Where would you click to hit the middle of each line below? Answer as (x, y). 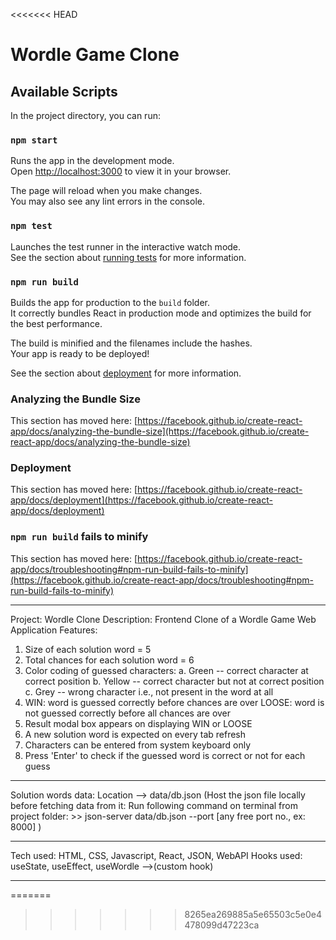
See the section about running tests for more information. (128, 257)
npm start (34, 140)
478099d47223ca (222, 925)
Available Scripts (64, 91)
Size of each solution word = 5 (88, 649)
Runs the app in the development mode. (92, 161)
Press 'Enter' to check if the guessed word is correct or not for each (165, 755)
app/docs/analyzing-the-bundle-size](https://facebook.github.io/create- (160, 431)
